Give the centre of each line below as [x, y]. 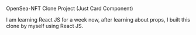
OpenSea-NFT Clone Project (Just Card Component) [70, 8]
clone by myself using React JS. [45, 26]
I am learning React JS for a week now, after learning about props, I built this [98, 20]
